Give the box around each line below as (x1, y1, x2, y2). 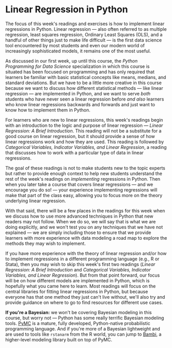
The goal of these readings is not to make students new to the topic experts (5, 165, 165, 171)
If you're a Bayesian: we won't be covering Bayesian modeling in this (5, 309, 152, 315)
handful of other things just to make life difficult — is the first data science (5, 37, 162, 43)
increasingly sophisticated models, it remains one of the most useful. (5, 48, 151, 54)
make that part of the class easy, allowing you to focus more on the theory (5, 192, 163, 198)
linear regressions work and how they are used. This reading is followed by (5, 139, 164, 145)
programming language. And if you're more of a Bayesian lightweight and (5, 325, 160, 332)
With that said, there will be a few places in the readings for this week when (5, 207, 165, 214)
